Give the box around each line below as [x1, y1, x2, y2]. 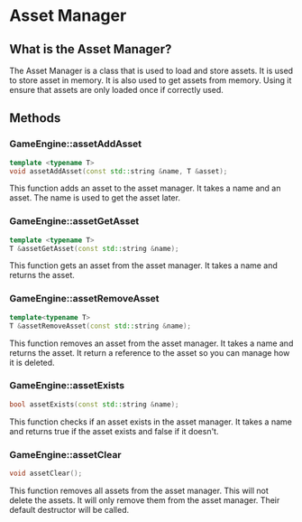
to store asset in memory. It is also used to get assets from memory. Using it [9, 75, 292, 86]
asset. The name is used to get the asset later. [9, 192, 180, 203]
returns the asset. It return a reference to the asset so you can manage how [9, 347, 290, 358]
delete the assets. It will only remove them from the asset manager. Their [9, 494, 280, 506]
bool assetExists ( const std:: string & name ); [9, 399, 179, 409]
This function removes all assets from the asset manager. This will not [9, 485, 269, 496]
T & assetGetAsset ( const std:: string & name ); [9, 244, 179, 253]
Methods [9, 110, 61, 126]
